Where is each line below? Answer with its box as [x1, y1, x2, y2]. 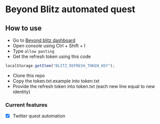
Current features [5, 101, 48, 108]
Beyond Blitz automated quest [5, 4, 136, 15]
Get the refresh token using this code [12, 53, 91, 59]
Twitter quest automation [12, 113, 65, 119]
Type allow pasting [12, 48, 55, 54]
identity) [12, 88, 31, 95]
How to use [5, 24, 42, 33]
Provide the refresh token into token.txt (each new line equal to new [12, 83, 155, 89]
